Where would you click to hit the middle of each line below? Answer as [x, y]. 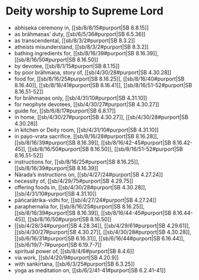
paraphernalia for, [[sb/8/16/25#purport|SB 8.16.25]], [79, 206]
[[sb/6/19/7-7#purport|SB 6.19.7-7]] [58, 245]
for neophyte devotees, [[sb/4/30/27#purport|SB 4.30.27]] [87, 104]
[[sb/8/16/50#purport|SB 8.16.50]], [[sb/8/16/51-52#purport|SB [105, 149]
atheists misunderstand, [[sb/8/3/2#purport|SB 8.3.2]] [81, 47]
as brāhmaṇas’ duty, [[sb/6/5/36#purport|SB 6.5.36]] [80, 34]
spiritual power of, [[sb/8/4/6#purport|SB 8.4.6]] [74, 251]
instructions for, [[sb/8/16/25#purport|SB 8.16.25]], [77, 162]
